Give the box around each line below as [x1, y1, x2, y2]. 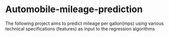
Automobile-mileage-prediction [5, 4, 143, 15]
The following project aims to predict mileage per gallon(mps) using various [5, 20, 164, 26]
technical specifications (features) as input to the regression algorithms [5, 25, 155, 31]
